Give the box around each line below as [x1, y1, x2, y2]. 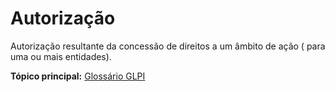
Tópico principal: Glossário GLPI [10, 70, 146, 82]
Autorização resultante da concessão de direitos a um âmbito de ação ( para [10, 40, 326, 52]
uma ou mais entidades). [10, 50, 112, 62]
